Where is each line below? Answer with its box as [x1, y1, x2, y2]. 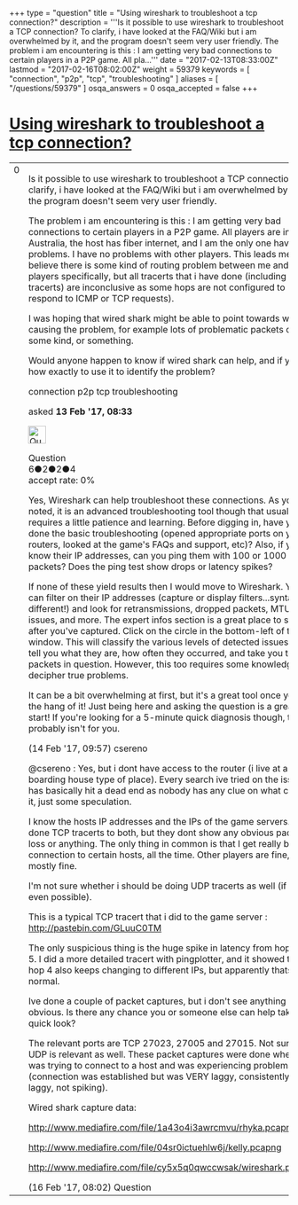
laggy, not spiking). [27, 1081, 108, 1093]
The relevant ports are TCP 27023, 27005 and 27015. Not [27, 1037, 275, 1049]
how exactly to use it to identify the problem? [27, 365, 216, 378]
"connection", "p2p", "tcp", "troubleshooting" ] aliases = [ [9, 74, 219, 83]
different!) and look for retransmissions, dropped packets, [27, 602, 269, 614]
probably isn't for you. [27, 722, 120, 734]
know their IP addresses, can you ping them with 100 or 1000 [27, 549, 286, 561]
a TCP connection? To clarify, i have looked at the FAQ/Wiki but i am [9, 27, 257, 36]
